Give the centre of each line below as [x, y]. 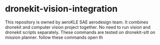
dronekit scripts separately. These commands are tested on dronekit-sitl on [80, 32]
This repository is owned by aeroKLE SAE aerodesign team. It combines [77, 22]
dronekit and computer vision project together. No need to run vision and [78, 27]
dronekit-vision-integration [61, 9]
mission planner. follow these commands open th [54, 37]
